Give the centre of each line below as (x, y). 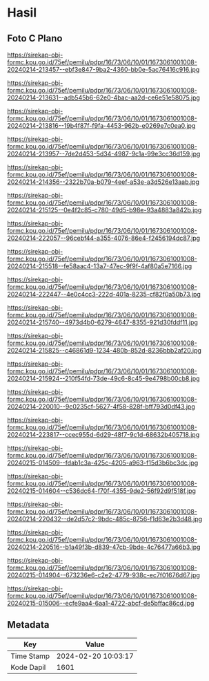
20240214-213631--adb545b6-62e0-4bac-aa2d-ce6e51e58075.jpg (103, 97)
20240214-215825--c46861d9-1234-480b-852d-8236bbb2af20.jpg (104, 350)
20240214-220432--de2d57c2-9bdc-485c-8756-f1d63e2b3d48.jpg (104, 519)
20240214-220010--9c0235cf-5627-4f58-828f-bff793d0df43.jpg (101, 407)
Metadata (28, 625)
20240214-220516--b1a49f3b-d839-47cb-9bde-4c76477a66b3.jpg (104, 547)
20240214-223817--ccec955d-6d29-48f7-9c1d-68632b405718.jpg (103, 435)
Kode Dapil (28, 667)
